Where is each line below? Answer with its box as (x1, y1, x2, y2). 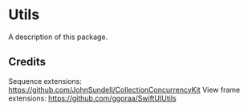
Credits (8, 55, 47, 69)
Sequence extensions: (8, 76, 83, 85)
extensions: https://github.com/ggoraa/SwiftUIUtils (8, 93, 177, 103)
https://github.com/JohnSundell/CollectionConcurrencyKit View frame (8, 85, 241, 94)
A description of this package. (8, 32, 108, 42)
